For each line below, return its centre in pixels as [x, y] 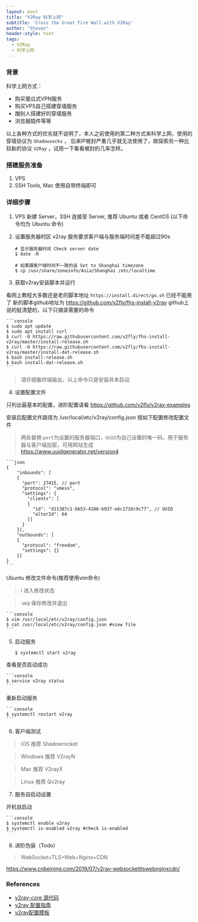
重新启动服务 [22, 698]
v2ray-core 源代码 [37, 897]
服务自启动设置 [33, 794]
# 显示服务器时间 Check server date [57, 249]
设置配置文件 [30, 392]
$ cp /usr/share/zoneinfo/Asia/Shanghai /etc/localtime [85, 270]
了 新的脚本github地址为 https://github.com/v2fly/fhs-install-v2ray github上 [98, 302]
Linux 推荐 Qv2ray [43, 781]
